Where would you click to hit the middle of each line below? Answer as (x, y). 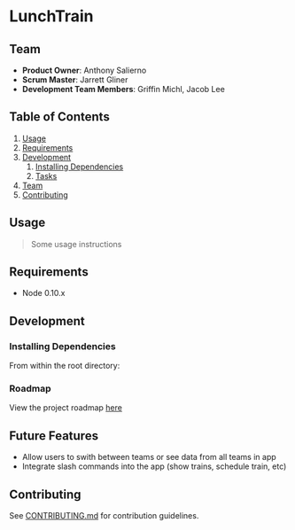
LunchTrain (52, 16)
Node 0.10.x (43, 293)
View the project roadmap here (66, 408)
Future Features (54, 436)
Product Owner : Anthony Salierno (84, 70)
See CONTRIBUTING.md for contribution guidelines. (104, 516)
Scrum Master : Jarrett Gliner (75, 80)
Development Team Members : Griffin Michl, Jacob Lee (124, 89)
